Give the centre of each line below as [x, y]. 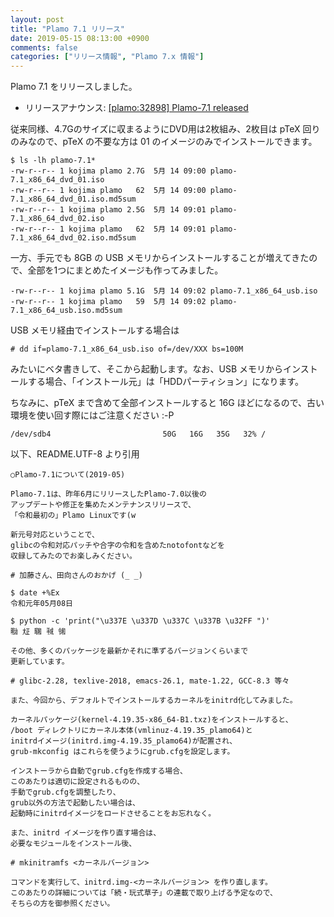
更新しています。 [40, 662]
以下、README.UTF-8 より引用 [75, 454]
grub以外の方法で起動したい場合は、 [75, 803]
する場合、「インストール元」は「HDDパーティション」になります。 [166, 382]
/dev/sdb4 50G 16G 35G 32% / [138, 434]
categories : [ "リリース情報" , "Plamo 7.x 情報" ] [107, 57]
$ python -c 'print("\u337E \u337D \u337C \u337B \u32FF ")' [140, 621]
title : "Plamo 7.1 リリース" [68, 29]
